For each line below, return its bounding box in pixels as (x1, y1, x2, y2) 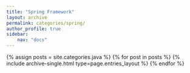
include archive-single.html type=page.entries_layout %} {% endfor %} (6, 60, 185, 67)
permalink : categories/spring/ (6, 20, 86, 26)
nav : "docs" (17, 37, 47, 43)
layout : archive (6, 14, 47, 21)
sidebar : (6, 31, 29, 37)
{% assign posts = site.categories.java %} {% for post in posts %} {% (6, 54, 180, 60)
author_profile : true (6, 25, 61, 32)
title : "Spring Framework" (6, 8, 75, 15)
